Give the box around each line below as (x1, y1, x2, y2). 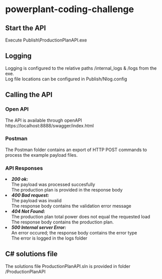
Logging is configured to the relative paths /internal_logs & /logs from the (5, 65, 157, 71)
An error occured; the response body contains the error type (11, 230, 137, 236)
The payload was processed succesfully (11, 181, 96, 188)
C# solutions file (5, 250, 58, 258)
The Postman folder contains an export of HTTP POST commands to (5, 147, 147, 153)
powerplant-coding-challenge (5, 4, 134, 15)
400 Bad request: (12, 192, 49, 198)
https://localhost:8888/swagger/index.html (5, 122, 94, 128)
